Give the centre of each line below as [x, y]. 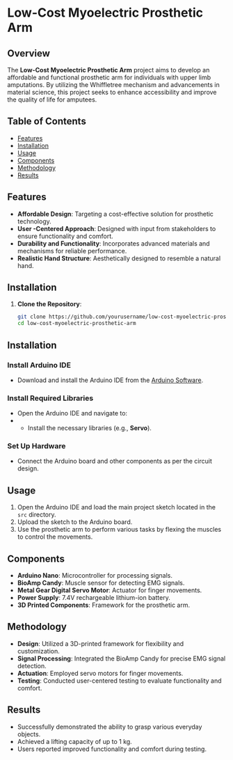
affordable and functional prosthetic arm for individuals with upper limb [109, 77]
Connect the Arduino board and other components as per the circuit [114, 461]
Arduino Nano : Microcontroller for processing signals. [95, 576]
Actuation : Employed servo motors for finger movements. [100, 673]
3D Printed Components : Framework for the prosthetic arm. [103, 605]
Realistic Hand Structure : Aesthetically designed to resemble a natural [119, 258]
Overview [29, 53]
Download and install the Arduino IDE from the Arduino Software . [110, 380]
